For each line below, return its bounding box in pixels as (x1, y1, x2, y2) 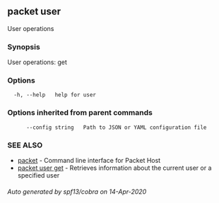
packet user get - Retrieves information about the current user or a (17, 164, 212, 172)
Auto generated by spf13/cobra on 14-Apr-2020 (7, 187, 147, 196)
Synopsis (7, 42, 40, 51)
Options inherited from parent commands (7, 108, 153, 118)
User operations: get (7, 58, 67, 66)
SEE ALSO (7, 140, 43, 150)
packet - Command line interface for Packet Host (17, 156, 161, 164)
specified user (17, 171, 60, 179)
